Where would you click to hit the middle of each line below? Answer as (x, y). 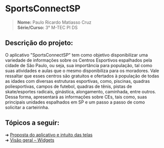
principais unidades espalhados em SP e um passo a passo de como (75, 102)
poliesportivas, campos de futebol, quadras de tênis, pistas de (69, 86)
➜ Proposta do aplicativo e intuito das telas (49, 135)
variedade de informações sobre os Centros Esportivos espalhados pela (79, 60)
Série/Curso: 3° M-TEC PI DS (47, 27)
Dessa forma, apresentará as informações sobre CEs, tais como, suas (76, 97)
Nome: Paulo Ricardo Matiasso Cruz (54, 22)
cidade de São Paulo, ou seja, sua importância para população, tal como (79, 65)
